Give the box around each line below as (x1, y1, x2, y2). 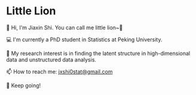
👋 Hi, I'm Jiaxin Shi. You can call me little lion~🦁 (6, 24, 123, 31)
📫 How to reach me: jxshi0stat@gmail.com (6, 68, 113, 75)
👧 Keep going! (6, 82, 41, 89)
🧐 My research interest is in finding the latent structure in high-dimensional (6, 50, 190, 57)
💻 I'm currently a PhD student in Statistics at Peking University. (6, 36, 163, 43)
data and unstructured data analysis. (6, 56, 97, 63)
